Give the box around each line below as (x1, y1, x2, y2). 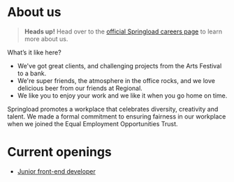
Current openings (7, 144, 112, 160)
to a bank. (17, 69, 47, 77)
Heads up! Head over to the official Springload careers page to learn (24, 27, 222, 36)
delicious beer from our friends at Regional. (17, 84, 143, 92)
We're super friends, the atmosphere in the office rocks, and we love (17, 76, 215, 84)
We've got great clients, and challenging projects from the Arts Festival (17, 61, 222, 70)
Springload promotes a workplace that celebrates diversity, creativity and (7, 105, 219, 113)
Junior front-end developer (17, 167, 96, 175)
